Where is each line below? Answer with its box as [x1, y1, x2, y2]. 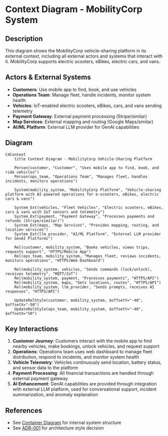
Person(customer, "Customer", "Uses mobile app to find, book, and [14, 165, 159, 170]
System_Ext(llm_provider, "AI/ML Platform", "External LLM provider [14, 231, 161, 237]
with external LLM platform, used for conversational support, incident [12, 386, 157, 392]
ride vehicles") [5, 170, 39, 175]
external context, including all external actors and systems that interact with [5, 53, 163, 59]
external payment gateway [12, 375, 68, 381]
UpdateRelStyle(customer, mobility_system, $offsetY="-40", [14, 298, 143, 303]
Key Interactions [5, 324, 58, 334]
